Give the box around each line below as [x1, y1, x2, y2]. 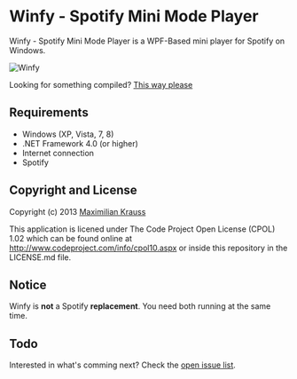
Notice [9, 277, 47, 292]
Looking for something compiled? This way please [9, 79, 193, 90]
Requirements [9, 105, 89, 121]
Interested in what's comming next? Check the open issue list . [9, 359, 237, 370]
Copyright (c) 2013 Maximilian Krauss [9, 206, 146, 217]
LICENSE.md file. [9, 251, 72, 263]
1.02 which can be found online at [9, 233, 133, 243]
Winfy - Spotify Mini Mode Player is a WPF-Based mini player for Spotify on [9, 36, 285, 46]
